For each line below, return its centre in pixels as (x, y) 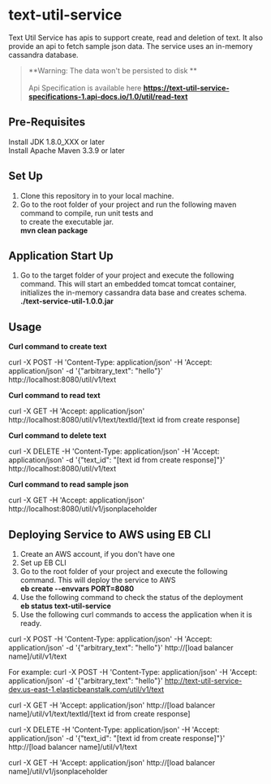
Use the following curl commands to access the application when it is (136, 615)
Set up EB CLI (43, 563)
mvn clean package (54, 230)
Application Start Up (61, 255)
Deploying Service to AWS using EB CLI (110, 534)
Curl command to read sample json (69, 484)
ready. (31, 623)
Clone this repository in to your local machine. (97, 195)
